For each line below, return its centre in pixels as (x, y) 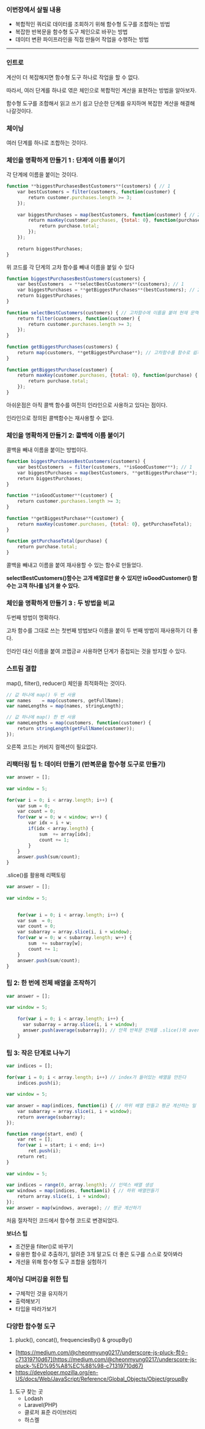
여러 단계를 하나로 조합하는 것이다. (47, 143)
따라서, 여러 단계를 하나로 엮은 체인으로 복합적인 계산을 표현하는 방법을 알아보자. (102, 90)
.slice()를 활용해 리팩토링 (36, 875)
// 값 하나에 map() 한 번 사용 (41, 717)
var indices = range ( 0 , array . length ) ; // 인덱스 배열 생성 (80, 1185)
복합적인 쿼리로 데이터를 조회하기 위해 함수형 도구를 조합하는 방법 (92, 24)
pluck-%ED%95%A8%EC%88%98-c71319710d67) (79, 1366)
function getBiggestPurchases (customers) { (63, 347)
